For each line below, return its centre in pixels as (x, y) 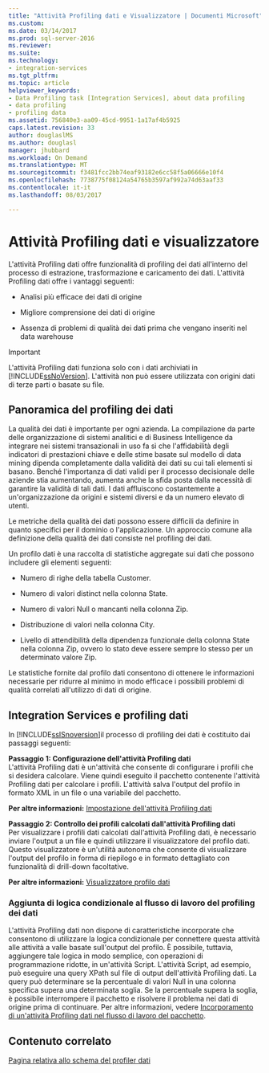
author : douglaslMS (41, 135)
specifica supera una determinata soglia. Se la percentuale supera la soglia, (133, 990)
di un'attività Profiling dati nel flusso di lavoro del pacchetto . (107, 1016)
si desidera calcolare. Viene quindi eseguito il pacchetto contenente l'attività (134, 776)
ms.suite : (25, 53)
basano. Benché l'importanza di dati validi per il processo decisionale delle (131, 471)
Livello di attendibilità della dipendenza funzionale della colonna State (134, 640)
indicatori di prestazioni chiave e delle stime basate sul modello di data (125, 455)
